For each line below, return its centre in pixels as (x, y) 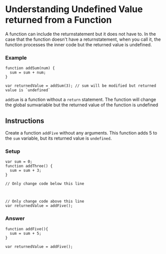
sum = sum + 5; (26, 233)
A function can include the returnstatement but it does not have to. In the (80, 34)
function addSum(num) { (30, 68)
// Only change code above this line (45, 202)
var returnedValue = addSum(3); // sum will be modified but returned (81, 86)
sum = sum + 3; (26, 171)
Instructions (25, 121)
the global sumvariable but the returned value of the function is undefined (82, 105)
